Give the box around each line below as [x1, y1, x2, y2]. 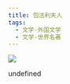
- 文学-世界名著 [15, 33, 61, 41]
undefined [8, 69, 42, 79]
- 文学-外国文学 [15, 26, 61, 33]
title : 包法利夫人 [8, 11, 63, 19]
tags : [8, 19, 26, 26]
